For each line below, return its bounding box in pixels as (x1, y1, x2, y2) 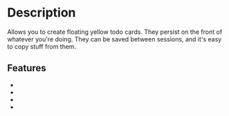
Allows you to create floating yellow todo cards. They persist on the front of (7, 28, 223, 36)
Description (7, 5, 76, 21)
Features (7, 62, 46, 74)
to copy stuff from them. (7, 42, 77, 50)
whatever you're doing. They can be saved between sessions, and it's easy (7, 35, 222, 43)
